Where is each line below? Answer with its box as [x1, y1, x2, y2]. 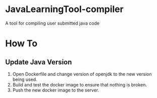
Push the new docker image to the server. [12, 87, 100, 93]
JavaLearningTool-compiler [5, 4, 124, 15]
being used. [12, 76, 38, 82]
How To [5, 38, 38, 49]
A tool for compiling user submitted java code [5, 20, 100, 26]
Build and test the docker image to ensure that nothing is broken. [12, 81, 147, 87]
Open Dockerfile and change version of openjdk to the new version [12, 71, 152, 77]
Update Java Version [5, 58, 72, 66]
